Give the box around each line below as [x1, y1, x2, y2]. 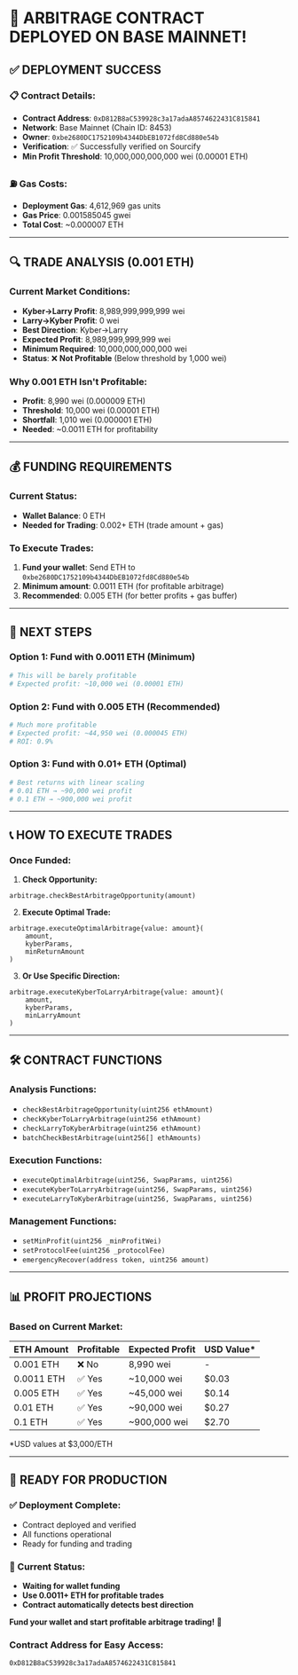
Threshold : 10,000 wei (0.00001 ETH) [21, 405, 161, 416]
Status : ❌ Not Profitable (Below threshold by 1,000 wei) [21, 352, 228, 363]
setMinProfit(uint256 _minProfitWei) [21, 1237, 162, 1246]
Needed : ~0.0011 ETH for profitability [21, 424, 159, 435]
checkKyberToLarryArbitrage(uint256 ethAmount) [21, 1114, 201, 1123]
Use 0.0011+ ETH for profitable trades [21, 1590, 164, 1600]
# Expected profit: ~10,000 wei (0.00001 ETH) [9, 679, 184, 688]
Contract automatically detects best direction [21, 1600, 194, 1610]
